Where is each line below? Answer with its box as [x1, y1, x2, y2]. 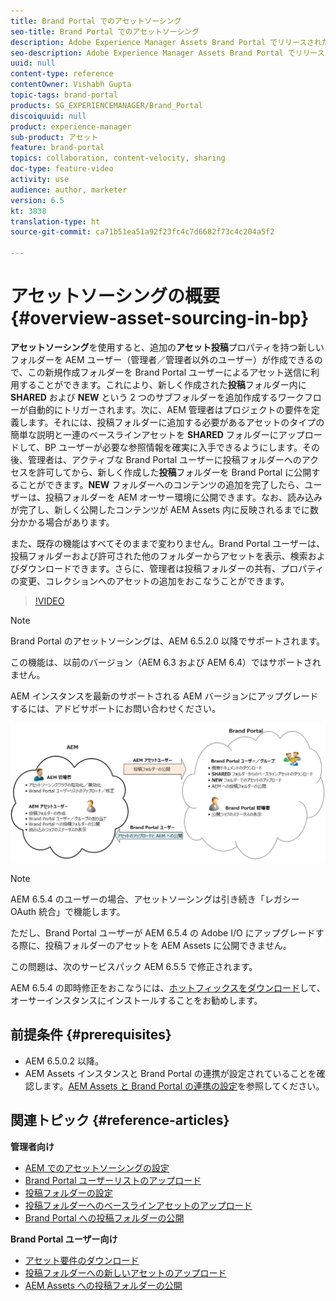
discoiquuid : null [10, 111, 87, 121]
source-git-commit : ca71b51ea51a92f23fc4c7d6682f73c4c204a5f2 [10, 227, 275, 237]
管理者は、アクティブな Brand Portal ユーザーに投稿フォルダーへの [27, 453, 302, 465]
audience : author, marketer [10, 185, 128, 195]
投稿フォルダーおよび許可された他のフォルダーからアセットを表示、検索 [10, 550, 308, 562]
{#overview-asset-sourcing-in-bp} [10, 307, 310, 330]
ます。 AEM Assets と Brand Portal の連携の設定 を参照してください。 [42, 1080, 325, 1092]
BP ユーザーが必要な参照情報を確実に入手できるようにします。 [44, 441, 303, 453]
